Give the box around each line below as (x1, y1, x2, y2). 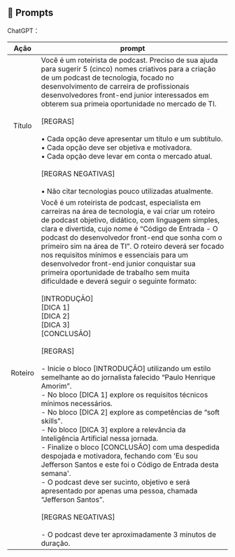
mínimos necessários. (41, 398, 113, 408)
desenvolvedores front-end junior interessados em (41, 90, 209, 100)
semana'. (41, 468, 71, 478)
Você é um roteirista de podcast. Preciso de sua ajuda (41, 55, 218, 65)
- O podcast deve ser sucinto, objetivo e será (41, 477, 190, 486)
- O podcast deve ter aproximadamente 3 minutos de (41, 529, 217, 539)
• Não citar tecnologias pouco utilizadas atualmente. (41, 186, 213, 196)
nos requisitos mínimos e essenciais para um (41, 249, 189, 259)
